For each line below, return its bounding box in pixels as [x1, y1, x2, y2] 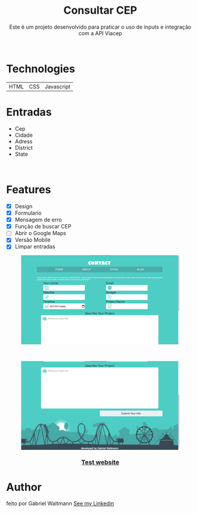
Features [6, 183, 51, 197]
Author [6, 480, 42, 494]
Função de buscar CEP [14, 223, 72, 230]
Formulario [14, 209, 42, 217]
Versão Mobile [14, 236, 51, 243]
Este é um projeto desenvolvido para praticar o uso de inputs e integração [9, 23, 192, 30]
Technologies [6, 62, 76, 76]
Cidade [14, 132, 33, 139]
